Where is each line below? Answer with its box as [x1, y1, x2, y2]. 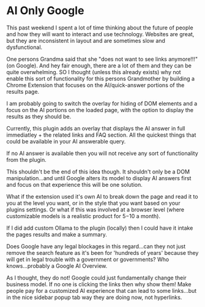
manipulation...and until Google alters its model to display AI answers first [6, 174, 192, 181]
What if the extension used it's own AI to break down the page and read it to [6, 192, 198, 200]
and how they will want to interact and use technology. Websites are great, [6, 30, 195, 37]
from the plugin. [6, 156, 47, 163]
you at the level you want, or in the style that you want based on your [6, 199, 181, 207]
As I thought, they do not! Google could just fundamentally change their [6, 274, 187, 281]
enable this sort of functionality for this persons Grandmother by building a [6, 75, 195, 82]
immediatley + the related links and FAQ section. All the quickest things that [6, 131, 196, 138]
